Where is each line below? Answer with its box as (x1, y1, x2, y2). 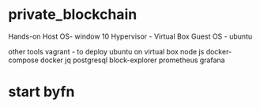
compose (8, 55, 40, 65)
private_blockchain (8, 6, 138, 24)
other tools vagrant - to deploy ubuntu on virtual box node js (8, 47, 205, 56)
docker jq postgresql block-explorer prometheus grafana (40, 55, 225, 65)
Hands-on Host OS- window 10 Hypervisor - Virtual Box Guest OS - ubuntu (8, 32, 253, 41)
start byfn (8, 83, 75, 101)
